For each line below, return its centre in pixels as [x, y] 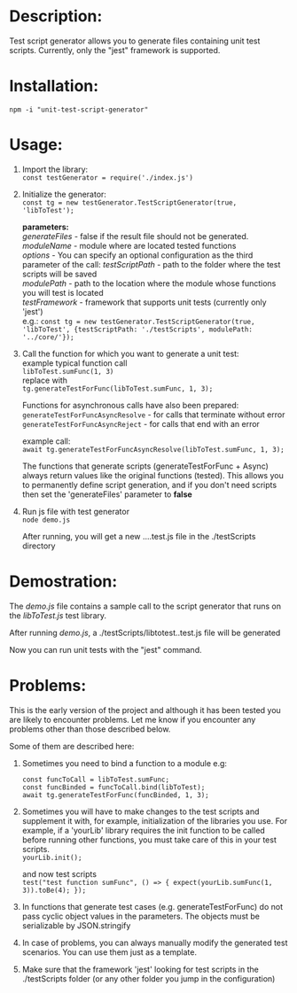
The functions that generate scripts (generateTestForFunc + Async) [145, 466]
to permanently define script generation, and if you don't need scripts [149, 485]
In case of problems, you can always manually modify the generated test [155, 943]
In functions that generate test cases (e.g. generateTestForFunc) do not [152, 906]
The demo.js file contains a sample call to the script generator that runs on [145, 606]
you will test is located [63, 292]
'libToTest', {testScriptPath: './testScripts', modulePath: [137, 330]
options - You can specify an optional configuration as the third [137, 255]
